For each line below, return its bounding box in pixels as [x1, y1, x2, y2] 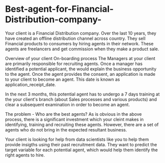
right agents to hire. [5, 152, 45, 158]
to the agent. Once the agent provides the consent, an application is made [5, 71, 156, 77]
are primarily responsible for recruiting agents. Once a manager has [5, 61, 143, 66]
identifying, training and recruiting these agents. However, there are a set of [5, 122, 159, 128]
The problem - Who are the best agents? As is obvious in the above [5, 111, 142, 117]
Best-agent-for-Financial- [5, 3, 114, 15]
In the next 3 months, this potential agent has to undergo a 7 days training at [5, 91, 160, 97]
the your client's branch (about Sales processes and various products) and [5, 96, 157, 102]
